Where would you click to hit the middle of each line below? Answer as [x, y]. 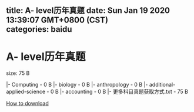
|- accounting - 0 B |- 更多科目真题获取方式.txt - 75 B [124, 92]
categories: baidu [39, 29]
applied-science [26, 92]
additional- [162, 85]
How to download [27, 103]
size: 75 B [18, 73]
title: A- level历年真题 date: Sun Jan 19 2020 [88, 11]
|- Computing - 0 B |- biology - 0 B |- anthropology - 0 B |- [77, 85]
